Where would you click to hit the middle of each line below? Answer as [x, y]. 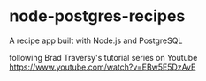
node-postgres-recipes [97, 16]
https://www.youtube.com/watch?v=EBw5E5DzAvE [103, 67]
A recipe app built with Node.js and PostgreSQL [96, 40]
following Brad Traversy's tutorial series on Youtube [103, 57]
